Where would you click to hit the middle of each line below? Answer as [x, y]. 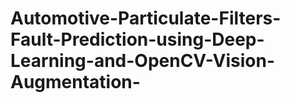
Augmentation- [75, 82]
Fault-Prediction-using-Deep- [137, 39]
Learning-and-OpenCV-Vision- [142, 61]
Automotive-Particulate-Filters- [146, 18]
